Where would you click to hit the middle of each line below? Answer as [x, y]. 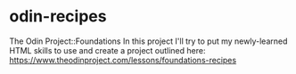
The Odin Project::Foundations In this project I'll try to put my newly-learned [148, 41]
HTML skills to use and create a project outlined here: [107, 50]
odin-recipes [58, 16]
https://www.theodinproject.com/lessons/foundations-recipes [123, 60]
